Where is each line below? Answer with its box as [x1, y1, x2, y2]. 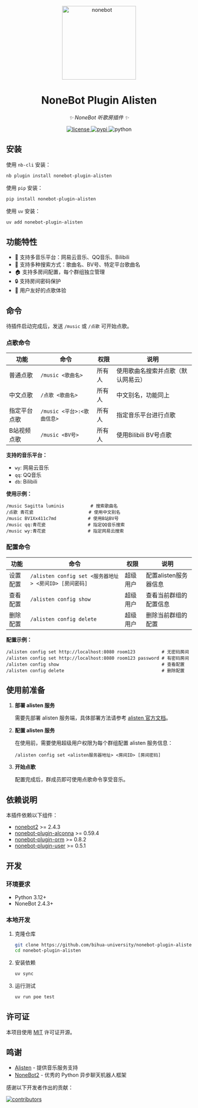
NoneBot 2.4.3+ [14, 900, 54, 907]
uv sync [14, 971, 34, 977]
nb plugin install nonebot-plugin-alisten [6, 173, 112, 179]
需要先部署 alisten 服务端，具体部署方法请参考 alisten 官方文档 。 [14, 714, 171, 722]
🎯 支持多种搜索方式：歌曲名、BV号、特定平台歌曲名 [14, 261, 140, 268]
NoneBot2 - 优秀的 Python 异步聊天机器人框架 [14, 1071, 127, 1079]
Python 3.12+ [14, 893, 47, 900]
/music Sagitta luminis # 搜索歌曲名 [6, 503, 118, 509]
